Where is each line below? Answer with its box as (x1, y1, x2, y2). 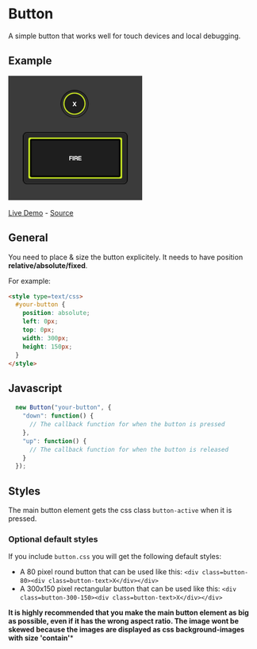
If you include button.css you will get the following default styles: (8, 552, 222, 562)
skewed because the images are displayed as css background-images (8, 625, 245, 635)
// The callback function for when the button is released (29, 445, 228, 453)
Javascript (8, 381, 63, 394)
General (8, 231, 49, 245)
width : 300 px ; (22, 334, 69, 342)
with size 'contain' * (8, 633, 74, 643)
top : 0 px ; (22, 326, 56, 334)
